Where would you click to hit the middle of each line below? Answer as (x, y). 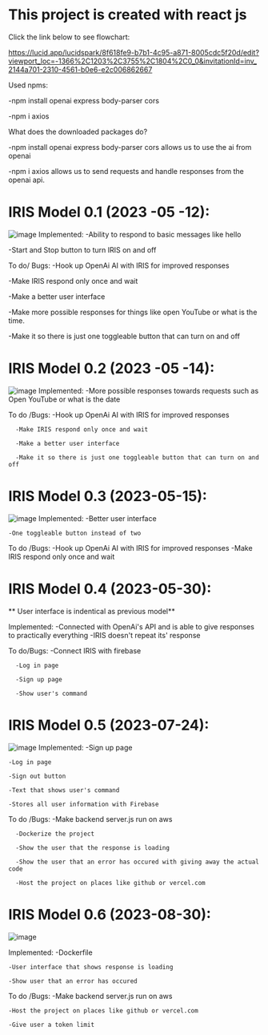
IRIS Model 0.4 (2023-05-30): (110, 589)
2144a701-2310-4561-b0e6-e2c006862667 (80, 69)
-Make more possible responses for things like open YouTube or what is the (133, 312)
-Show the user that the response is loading (93, 847)
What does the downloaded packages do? (78, 131)
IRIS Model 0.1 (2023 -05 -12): (109, 212)
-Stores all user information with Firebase (84, 804)
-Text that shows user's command (64, 790)
